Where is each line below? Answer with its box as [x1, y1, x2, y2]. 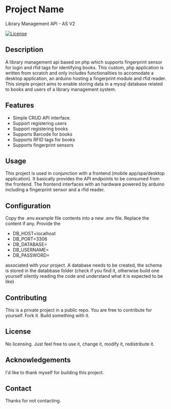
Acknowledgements [5, 356, 71, 364]
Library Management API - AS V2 [5, 21, 76, 27]
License [5, 327, 31, 336]
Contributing [5, 293, 47, 302]
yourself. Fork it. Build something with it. [5, 313, 90, 318]
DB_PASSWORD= [12, 252, 50, 258]
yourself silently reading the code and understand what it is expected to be [5, 273, 163, 279]
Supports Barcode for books [12, 131, 72, 137]
